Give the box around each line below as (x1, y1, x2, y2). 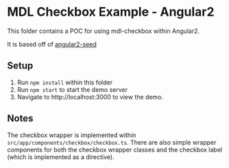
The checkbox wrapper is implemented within (7, 131, 136, 139)
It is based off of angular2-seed (7, 40, 97, 48)
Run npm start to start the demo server (16, 85, 128, 93)
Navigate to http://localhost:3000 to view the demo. (16, 93, 163, 101)
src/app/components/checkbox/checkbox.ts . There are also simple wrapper (7, 138, 217, 146)
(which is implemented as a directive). (7, 152, 114, 161)
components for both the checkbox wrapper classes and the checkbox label (7, 145, 223, 154)
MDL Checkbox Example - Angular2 (7, 4, 215, 20)
